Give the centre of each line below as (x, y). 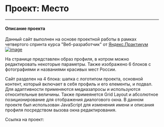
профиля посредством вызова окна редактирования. (61, 110)
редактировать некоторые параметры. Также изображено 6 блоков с (78, 64)
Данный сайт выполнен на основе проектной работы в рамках (71, 39)
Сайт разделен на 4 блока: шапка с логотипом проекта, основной (74, 79)
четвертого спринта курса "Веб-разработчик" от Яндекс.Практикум (77, 44)
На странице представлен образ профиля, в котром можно (67, 59)
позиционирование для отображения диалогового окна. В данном (74, 100)
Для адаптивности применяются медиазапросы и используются (73, 89)
